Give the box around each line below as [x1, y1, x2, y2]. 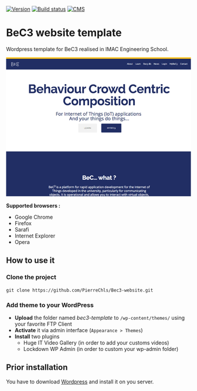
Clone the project [6, 273, 57, 282]
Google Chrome [14, 213, 53, 220]
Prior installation [6, 362, 68, 373]
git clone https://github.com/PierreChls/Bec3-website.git [6, 287, 154, 293]
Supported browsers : [6, 202, 60, 209]
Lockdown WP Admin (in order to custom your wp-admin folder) [23, 345, 179, 352]
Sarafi [14, 226, 29, 233]
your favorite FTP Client [14, 320, 72, 327]
